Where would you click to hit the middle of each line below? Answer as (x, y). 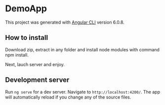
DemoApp (26, 9)
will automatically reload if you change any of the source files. (68, 97)
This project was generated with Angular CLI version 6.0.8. (65, 22)
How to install (27, 38)
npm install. (17, 55)
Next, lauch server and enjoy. (35, 64)
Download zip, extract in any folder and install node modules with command (82, 49)
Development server (37, 80)
